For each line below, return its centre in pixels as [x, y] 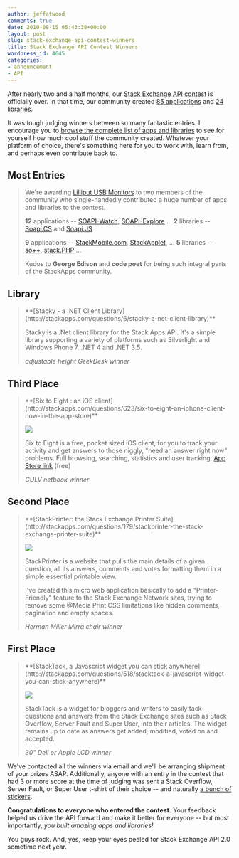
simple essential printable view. [71, 576]
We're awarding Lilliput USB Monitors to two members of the [113, 192]
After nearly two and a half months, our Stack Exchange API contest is [110, 94]
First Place [31, 649]
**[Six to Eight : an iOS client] [69, 401]
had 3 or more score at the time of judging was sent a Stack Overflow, [110, 781]
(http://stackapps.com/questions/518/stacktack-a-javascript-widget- [126, 674]
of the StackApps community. [68, 272]
